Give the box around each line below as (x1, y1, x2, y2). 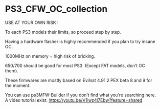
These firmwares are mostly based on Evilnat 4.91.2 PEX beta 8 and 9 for (5, 77, 153, 83)
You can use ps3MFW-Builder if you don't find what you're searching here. (5, 92, 156, 98)
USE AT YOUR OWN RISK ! (5, 20, 59, 25)
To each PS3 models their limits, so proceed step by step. (5, 29, 121, 35)
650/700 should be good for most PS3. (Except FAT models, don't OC (5, 63, 145, 68)
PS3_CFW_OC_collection (5, 3, 108, 15)
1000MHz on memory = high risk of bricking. (5, 53, 95, 59)
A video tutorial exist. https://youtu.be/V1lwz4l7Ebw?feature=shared (5, 97, 143, 103)
